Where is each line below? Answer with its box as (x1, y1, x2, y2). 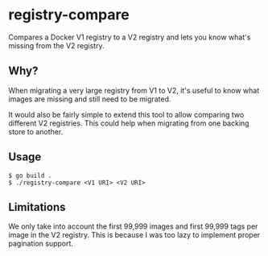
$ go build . (8, 171, 52, 180)
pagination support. (8, 239, 74, 249)
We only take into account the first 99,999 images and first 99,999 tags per (8, 221, 258, 231)
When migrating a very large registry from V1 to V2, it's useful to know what (8, 85, 260, 95)
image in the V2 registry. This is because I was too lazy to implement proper (8, 230, 261, 240)
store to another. (8, 126, 64, 136)
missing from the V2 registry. (8, 40, 105, 50)
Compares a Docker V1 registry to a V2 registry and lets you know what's (8, 32, 251, 42)
